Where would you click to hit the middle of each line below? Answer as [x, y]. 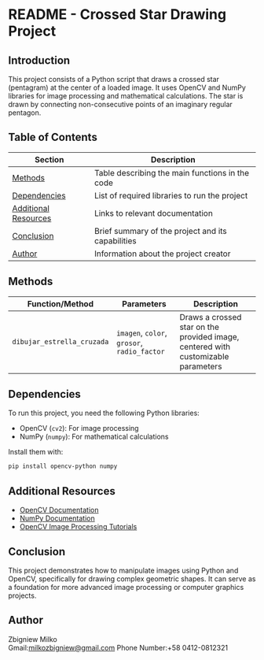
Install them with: [36, 452]
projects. [22, 595]
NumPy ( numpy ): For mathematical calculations [94, 437]
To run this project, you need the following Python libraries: [104, 413]
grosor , [130, 343]
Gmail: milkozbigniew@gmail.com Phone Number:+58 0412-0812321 [118, 647]
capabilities [115, 240]
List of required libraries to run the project [171, 195]
